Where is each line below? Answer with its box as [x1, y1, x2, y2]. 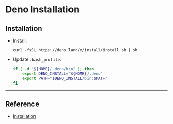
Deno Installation [5, 4, 80, 15]
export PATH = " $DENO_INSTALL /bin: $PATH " [22, 76, 108, 81]
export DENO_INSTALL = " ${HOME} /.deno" [22, 71, 103, 76]
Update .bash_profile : [12, 56, 61, 63]
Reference [5, 99, 40, 108]
